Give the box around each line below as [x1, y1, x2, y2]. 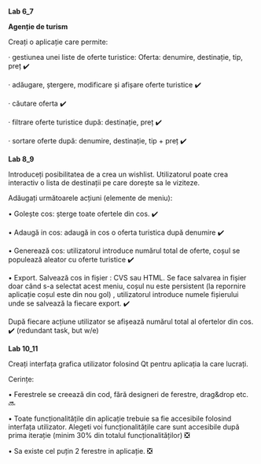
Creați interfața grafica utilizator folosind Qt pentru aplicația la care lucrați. [8, 359, 249, 369]
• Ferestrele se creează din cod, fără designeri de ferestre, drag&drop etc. [8, 390, 249, 399]
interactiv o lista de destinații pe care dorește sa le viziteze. [8, 178, 200, 187]
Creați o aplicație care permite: [8, 37, 108, 46]
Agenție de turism [8, 22, 68, 31]
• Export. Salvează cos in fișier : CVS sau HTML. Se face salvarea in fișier [8, 273, 247, 282]
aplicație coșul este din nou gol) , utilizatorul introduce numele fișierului [8, 290, 239, 299]
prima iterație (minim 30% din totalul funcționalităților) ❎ [8, 431, 190, 440]
